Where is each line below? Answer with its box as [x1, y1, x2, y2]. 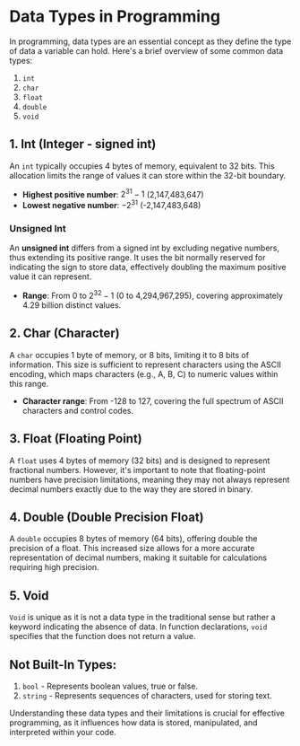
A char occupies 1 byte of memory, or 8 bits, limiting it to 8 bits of [9, 349, 249, 360]
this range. [9, 378, 49, 389]
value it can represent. [9, 271, 92, 282]
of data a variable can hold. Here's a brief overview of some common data [9, 45, 284, 56]
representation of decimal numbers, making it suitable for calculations [9, 552, 267, 563]
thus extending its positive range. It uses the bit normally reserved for [9, 252, 266, 263]
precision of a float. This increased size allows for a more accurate [9, 543, 255, 554]
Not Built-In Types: [9, 657, 117, 672]
